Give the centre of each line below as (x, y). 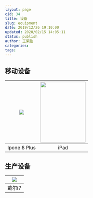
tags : (10, 50)
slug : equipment (21, 23)
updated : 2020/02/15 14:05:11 (35, 32)
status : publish (21, 37)
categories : (17, 46)
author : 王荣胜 (19, 41)
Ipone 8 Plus (22, 148)
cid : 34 (13, 14)
